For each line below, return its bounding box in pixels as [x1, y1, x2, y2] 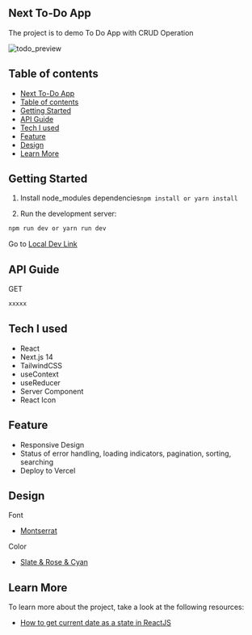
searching [19, 456, 54, 467]
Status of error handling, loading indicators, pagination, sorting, [19, 448, 232, 458]
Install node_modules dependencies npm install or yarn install [19, 193, 238, 203]
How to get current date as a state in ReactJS [19, 618, 172, 628]
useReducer [19, 377, 61, 387]
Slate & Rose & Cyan [19, 557, 89, 567]
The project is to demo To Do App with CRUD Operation [8, 27, 194, 37]
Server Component [19, 386, 84, 396]
